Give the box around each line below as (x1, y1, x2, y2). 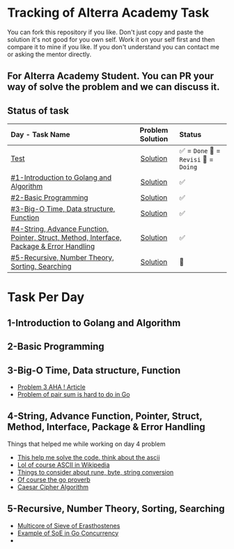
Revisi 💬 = (179, 154, 214, 164)
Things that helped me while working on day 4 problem (7, 440, 166, 448)
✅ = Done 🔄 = (179, 146, 221, 156)
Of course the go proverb (17, 475, 91, 484)
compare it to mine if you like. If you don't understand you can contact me (7, 42, 219, 51)
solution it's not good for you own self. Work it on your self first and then (7, 35, 215, 43)
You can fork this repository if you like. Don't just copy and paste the (7, 28, 204, 36)
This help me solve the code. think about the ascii (17, 453, 160, 461)
